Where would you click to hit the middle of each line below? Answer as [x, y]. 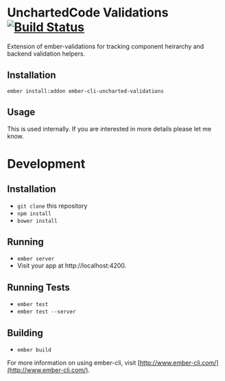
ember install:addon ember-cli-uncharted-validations [86, 91]
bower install [37, 221]
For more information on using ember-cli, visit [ [74, 363]
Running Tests [38, 287]
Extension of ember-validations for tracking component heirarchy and [106, 46]
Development [46, 164]
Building [25, 333]
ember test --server [46, 312]
